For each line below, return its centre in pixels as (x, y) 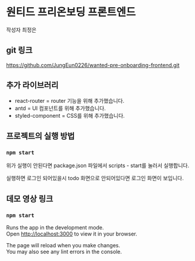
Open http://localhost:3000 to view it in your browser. (72, 234)
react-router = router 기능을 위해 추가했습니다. (70, 100)
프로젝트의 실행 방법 (40, 136)
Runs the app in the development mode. (55, 227)
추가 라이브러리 (32, 85)
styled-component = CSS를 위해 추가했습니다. (70, 115)
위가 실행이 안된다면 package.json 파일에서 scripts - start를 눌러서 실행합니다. (98, 166)
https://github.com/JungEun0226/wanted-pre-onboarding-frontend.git (93, 65)
